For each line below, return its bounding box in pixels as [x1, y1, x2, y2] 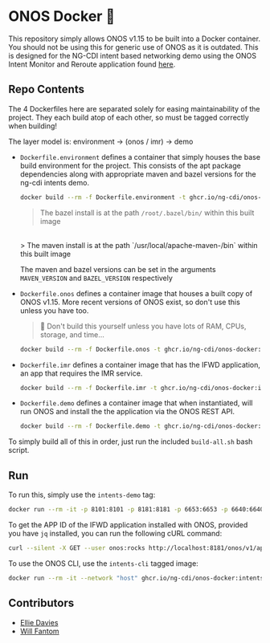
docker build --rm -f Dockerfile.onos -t [19, 345, 162, 353]
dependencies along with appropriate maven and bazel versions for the [19, 169, 257, 179]
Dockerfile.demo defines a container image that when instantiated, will [19, 398, 253, 408]
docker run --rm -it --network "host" [8, 574, 138, 582]
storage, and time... [39, 329, 104, 340]
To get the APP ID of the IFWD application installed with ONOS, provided [8, 519, 248, 529]
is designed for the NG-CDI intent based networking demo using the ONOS [8, 51, 257, 60]
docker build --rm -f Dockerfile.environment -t [19, 193, 186, 201]
